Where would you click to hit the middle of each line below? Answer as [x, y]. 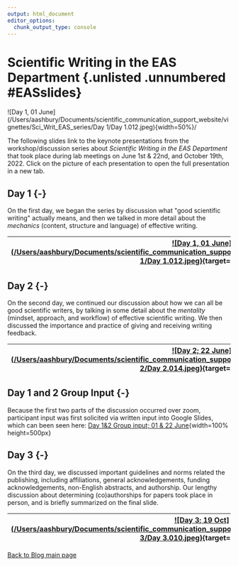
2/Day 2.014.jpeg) [171, 368]
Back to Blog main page [42, 555]
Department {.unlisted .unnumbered [117, 77]
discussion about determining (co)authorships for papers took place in [110, 495]
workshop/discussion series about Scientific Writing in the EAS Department [118, 148]
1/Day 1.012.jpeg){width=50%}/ [151, 127]
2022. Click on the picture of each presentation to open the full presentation [119, 163]
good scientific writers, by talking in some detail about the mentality [106, 310]
